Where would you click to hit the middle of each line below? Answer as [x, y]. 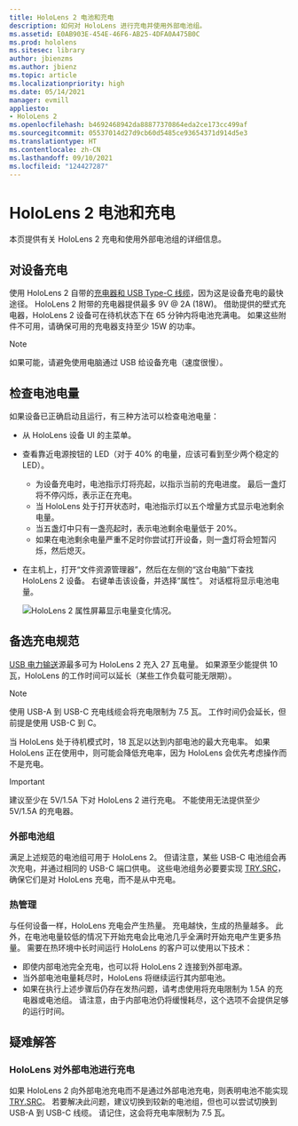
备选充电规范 [44, 641]
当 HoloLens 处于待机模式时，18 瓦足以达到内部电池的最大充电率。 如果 [140, 741]
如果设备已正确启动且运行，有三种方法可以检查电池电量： [114, 416]
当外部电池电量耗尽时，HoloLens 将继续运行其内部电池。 [126, 978]
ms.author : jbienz [43, 68]
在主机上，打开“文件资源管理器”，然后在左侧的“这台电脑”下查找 [138, 569]
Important [27, 781]
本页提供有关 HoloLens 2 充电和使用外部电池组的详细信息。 [118, 239]
